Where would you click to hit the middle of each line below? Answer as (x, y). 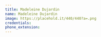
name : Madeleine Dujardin (31, 14)
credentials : (18, 23)
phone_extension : (23, 27)
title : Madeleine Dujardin (32, 9)
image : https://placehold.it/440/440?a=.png (51, 18)
